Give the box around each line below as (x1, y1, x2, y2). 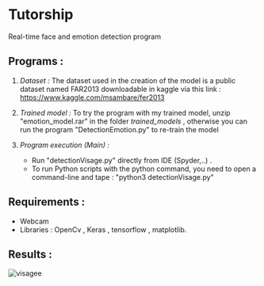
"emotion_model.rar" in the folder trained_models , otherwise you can (19, 116, 248, 126)
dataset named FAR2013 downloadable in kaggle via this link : (19, 84, 222, 93)
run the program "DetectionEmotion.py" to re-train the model (19, 124, 220, 134)
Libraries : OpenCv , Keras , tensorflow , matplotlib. (19, 224, 187, 235)
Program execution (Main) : (19, 140, 109, 150)
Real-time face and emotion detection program (8, 32, 161, 41)
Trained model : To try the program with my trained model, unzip (19, 108, 231, 117)
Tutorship (8, 6, 74, 24)
